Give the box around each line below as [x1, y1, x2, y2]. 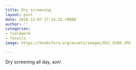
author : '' [5, 21, 29, 27]
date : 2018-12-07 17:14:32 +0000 [5, 17, 76, 22]
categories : [5, 26, 31, 31]
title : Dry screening [5, 7, 51, 13]
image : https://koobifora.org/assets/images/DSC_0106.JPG [5, 41, 131, 46]
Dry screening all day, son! [5, 59, 61, 65]
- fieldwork [5, 31, 31, 36]
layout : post [5, 12, 33, 17]
